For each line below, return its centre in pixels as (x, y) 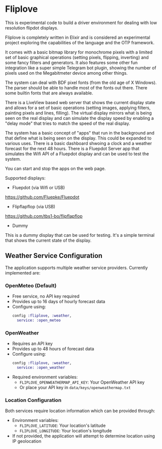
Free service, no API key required (46, 296)
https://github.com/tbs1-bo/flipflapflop (44, 216)
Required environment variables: (45, 377)
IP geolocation (27, 441)
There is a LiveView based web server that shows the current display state (80, 102)
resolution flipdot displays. (32, 28)
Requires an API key (32, 344)
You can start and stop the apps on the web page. (56, 168)
